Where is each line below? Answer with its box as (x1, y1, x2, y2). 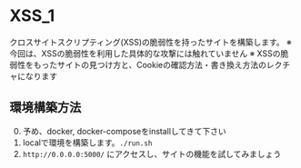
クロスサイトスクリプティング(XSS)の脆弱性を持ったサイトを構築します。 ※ (9, 36, 293, 47)
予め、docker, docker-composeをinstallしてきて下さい (22, 125, 226, 136)
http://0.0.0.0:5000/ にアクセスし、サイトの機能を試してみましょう (22, 148, 282, 159)
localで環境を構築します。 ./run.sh (22, 137, 153, 148)
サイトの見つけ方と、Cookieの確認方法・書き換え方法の (56, 59, 266, 70)
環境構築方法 (9, 100, 82, 115)
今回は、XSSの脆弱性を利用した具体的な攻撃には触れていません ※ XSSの (9, 47, 281, 59)
